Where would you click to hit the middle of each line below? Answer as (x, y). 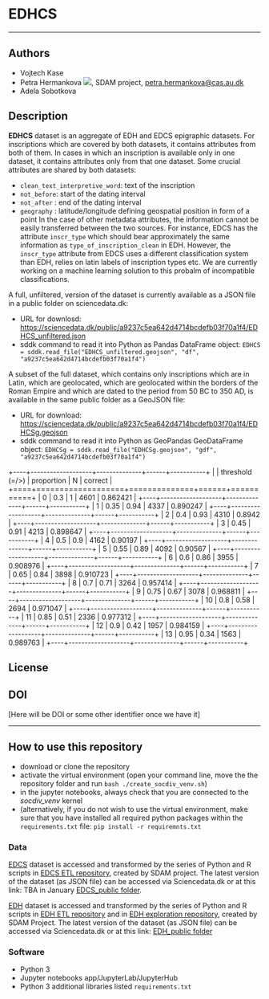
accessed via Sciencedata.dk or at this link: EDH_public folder (110, 931)
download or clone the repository (75, 766)
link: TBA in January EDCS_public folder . (75, 890)
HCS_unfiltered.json (53, 336)
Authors (29, 53)
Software (27, 952)
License (28, 667)
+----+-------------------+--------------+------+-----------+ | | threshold (130, 471)
